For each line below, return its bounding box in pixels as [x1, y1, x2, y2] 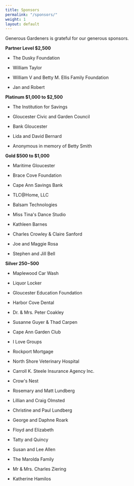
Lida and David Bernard [12, 133, 62, 139]
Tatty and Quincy [12, 436, 49, 443]
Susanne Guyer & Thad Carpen [12, 319, 77, 325]
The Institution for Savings [12, 104, 68, 110]
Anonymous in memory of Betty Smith [12, 143, 92, 149]
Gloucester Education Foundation [12, 290, 82, 296]
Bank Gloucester [12, 123, 48, 129]
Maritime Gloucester [12, 163, 56, 169]
